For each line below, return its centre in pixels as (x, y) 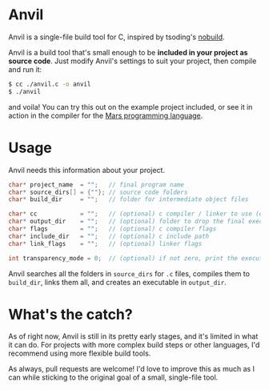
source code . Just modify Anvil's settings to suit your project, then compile (132, 61)
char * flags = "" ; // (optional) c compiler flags (112, 229)
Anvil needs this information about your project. (87, 170)
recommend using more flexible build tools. (80, 353)
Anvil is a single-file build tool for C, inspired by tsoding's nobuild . (117, 37)
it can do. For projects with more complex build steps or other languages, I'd (134, 345)
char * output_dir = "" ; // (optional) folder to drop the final (127, 222)
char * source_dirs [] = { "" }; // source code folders (98, 192)
